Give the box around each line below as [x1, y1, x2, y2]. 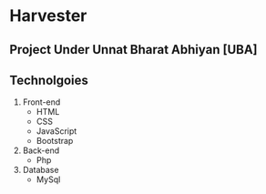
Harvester [9, 5, 87, 26]
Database [22, 165, 59, 176]
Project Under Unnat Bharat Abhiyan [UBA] [9, 42, 258, 57]
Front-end [22, 97, 61, 107]
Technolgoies [9, 72, 89, 87]
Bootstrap [36, 136, 74, 147]
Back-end [22, 145, 60, 156]
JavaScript [36, 126, 77, 137]
